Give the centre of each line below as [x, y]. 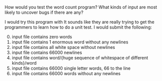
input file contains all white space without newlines [63, 47]
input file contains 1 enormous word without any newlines [70, 42]
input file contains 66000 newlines [47, 52]
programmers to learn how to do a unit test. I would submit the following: [78, 27]
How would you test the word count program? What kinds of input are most [81, 7]
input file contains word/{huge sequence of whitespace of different [80, 58]
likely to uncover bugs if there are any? [44, 12]
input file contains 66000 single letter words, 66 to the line [71, 68]
